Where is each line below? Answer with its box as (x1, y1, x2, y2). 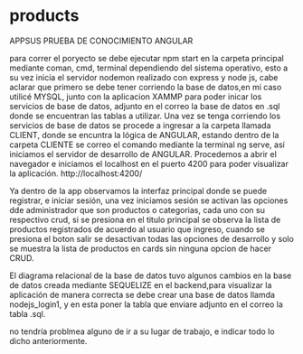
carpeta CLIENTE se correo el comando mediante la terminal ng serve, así (9, 139, 285, 150)
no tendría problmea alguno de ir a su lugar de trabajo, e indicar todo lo (9, 326, 275, 337)
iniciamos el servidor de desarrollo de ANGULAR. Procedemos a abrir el (9, 148, 278, 159)
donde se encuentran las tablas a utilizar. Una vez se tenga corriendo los (9, 110, 281, 121)
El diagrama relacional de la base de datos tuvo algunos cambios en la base (9, 270, 292, 281)
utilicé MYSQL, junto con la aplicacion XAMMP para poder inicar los (9, 91, 262, 102)
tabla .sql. (9, 308, 46, 319)
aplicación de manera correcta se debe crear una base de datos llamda (9, 289, 276, 300)
